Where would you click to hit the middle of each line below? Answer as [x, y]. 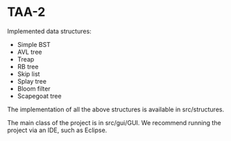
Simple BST [34, 44]
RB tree [28, 66]
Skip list [28, 74]
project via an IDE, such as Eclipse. [57, 130]
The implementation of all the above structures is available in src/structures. [115, 109]
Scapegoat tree [39, 96]
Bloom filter [34, 88]
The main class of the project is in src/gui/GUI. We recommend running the [114, 122]
